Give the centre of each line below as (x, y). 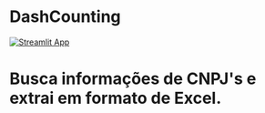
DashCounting (65, 17)
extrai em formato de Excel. (116, 98)
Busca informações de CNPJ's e (133, 79)
